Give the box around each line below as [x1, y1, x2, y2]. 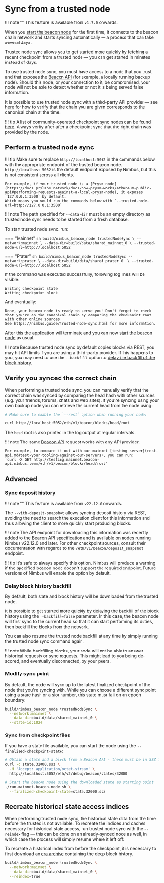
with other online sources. [5, 316, 62, 322]
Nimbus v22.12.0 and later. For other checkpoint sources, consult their [5, 540, 146, 546]
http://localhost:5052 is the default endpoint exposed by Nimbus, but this [5, 167, 156, 172]
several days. [5, 39, 32, 45]
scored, [5, 658, 20, 664]
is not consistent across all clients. [5, 172, 74, 178]
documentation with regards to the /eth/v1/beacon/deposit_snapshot [5, 546, 143, 551]
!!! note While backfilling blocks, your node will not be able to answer [5, 648, 143, 654]
